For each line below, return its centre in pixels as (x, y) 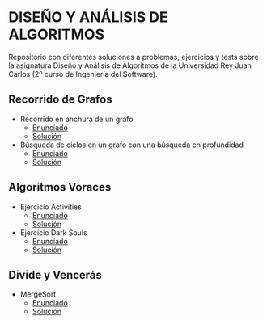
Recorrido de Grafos (60, 100)
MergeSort (38, 294)
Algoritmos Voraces (60, 187)
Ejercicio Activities (51, 207)
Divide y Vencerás (55, 275)
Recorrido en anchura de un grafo (76, 119)
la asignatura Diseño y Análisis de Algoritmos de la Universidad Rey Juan (130, 65)
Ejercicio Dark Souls (53, 232)
